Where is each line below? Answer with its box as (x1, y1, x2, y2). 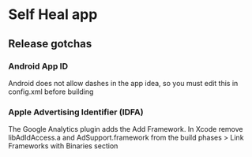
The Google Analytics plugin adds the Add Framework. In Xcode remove (8, 125, 243, 134)
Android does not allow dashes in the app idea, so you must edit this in (8, 78, 239, 88)
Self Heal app (8, 6, 98, 24)
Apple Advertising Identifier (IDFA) (8, 107, 144, 118)
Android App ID (8, 61, 69, 72)
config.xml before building (8, 87, 94, 96)
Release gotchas (8, 37, 92, 50)
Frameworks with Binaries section (8, 141, 118, 151)
